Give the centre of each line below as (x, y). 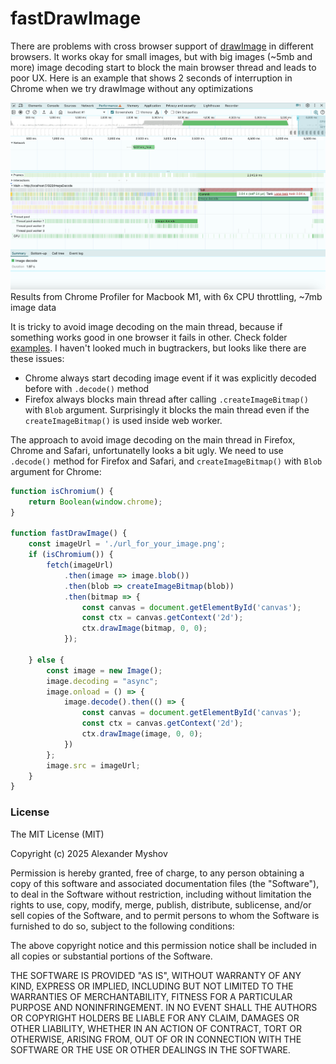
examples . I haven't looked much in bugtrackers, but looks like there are (158, 348)
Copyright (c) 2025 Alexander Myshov (89, 853)
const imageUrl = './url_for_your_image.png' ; (127, 544)
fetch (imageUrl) (80, 565)
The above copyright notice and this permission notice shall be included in (163, 945)
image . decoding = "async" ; (102, 681)
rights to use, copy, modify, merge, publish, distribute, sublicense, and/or (161, 904)
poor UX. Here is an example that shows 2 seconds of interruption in (151, 78)
